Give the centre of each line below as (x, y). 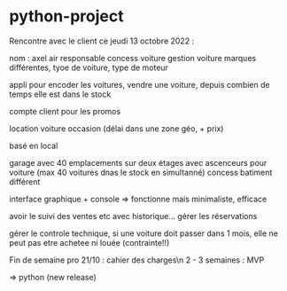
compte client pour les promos (65, 111)
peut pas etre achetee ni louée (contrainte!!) (89, 242)
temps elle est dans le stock (60, 94)
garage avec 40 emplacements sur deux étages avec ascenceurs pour (138, 162)
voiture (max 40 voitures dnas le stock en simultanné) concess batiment (141, 172)
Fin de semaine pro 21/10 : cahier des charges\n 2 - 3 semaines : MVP (137, 260)
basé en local (34, 145)
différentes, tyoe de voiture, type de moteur (89, 67)
